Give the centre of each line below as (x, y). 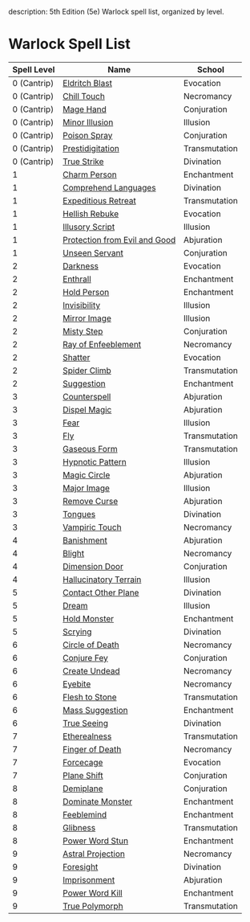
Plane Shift (83, 775)
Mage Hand (85, 109)
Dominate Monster (98, 801)
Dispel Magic (87, 409)
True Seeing (86, 723)
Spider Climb (87, 371)
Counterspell (87, 396)
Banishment (85, 540)
